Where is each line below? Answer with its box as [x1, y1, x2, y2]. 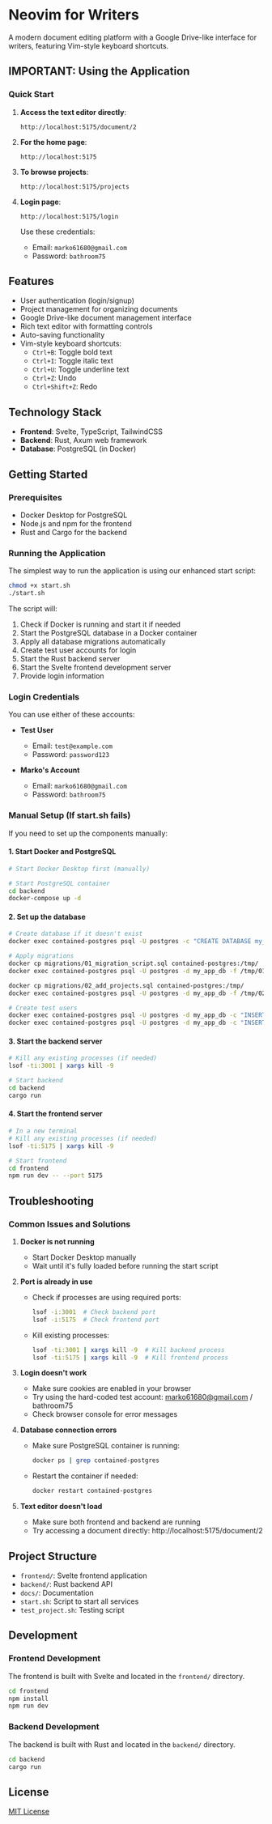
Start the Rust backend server [19, 653, 121, 663]
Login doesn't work [19, 1368, 87, 1378]
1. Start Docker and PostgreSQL [8, 847, 117, 857]
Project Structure [8, 1549, 97, 1563]
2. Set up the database [8, 912, 87, 921]
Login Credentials [8, 691, 79, 702]
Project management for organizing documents [19, 304, 178, 314]
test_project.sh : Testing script [19, 1605, 125, 1615]
